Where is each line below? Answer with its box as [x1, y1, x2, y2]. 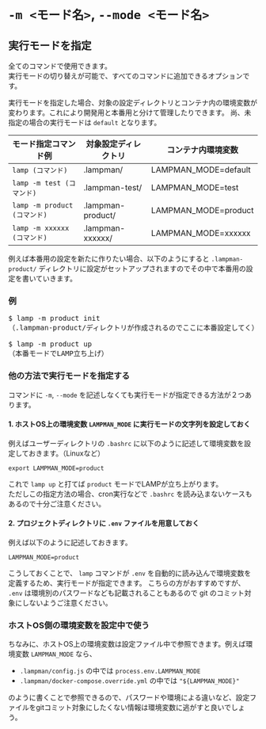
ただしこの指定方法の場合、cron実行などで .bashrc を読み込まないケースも [8, 489, 253, 498]
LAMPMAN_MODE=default [150, 164, 251, 175]
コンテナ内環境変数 [166, 144, 239, 155]
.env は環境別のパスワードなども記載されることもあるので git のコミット [8, 588, 245, 597]
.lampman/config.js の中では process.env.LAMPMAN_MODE [19, 666, 201, 676]
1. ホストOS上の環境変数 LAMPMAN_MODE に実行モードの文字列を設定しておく [8, 419, 251, 429]
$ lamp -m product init [8, 314, 101, 323]
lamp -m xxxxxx [12, 223, 70, 232]
